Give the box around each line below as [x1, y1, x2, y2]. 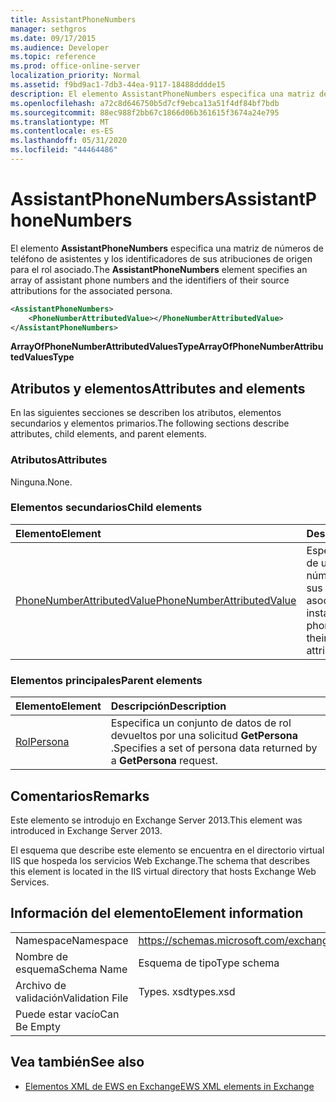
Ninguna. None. [10, 476, 73, 488]
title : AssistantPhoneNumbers [10, 14, 137, 25]
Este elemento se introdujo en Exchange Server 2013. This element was [10, 814, 303, 826]
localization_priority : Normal [10, 71, 141, 81]
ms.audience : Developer [10, 42, 110, 53]
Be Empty [15, 1019, 62, 1033]
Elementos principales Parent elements [10, 673, 203, 687]
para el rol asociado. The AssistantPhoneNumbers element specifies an [10, 263, 308, 275]
